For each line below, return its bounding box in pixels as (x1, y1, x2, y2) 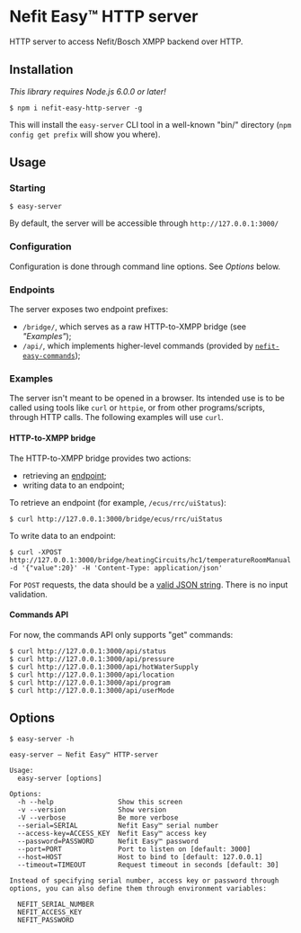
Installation (9, 62, 74, 77)
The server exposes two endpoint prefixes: (9, 304, 169, 315)
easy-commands (22, 352, 75, 361)
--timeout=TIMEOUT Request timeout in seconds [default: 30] (17, 860, 279, 869)
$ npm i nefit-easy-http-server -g (9, 103, 143, 112)
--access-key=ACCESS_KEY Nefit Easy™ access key (17, 829, 207, 838)
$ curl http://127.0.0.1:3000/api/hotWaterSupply (9, 662, 199, 671)
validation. (9, 588, 48, 599)
